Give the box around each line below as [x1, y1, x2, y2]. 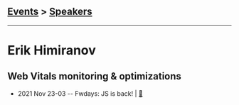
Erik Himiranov [7, 43, 96, 58]
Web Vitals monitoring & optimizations [7, 70, 181, 82]
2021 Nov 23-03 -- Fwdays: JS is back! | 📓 [17, 89, 144, 98]
